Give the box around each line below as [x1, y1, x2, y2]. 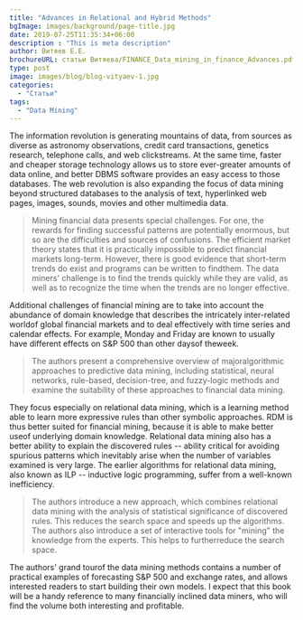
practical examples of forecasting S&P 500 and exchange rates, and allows [9, 571, 289, 583]
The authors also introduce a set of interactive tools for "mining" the [31, 525, 285, 536]
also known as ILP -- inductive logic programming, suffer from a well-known [9, 469, 293, 480]
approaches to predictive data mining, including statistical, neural [31, 365, 275, 376]
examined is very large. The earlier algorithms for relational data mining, [9, 460, 277, 471]
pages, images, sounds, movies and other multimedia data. [9, 198, 229, 209]
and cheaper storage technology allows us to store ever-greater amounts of [9, 159, 291, 170]
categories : [9, 80, 54, 89]
